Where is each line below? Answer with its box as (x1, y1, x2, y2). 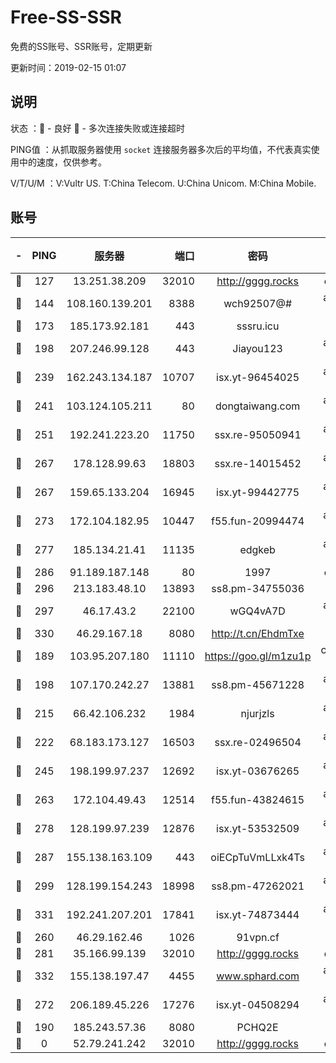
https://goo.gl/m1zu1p (204, 649, 312, 663)
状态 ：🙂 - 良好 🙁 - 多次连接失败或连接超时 (10, 122, 185, 134)
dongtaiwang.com (215, 399, 301, 413)
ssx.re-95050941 (214, 427, 302, 441)
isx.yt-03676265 (216, 764, 300, 778)
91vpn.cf (236, 930, 280, 944)
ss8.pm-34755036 (211, 581, 305, 595)
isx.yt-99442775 (216, 485, 300, 499)
